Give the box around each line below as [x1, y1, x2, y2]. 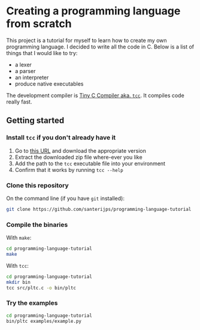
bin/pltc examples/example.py [6, 318, 82, 324]
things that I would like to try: [6, 49, 78, 56]
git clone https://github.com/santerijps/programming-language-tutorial [6, 206, 192, 212]
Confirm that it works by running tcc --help [14, 166, 124, 173]
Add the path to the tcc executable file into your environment [14, 160, 166, 167]
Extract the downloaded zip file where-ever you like [14, 153, 143, 161]
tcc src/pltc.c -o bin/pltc [6, 284, 77, 291]
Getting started [6, 116, 65, 126]
